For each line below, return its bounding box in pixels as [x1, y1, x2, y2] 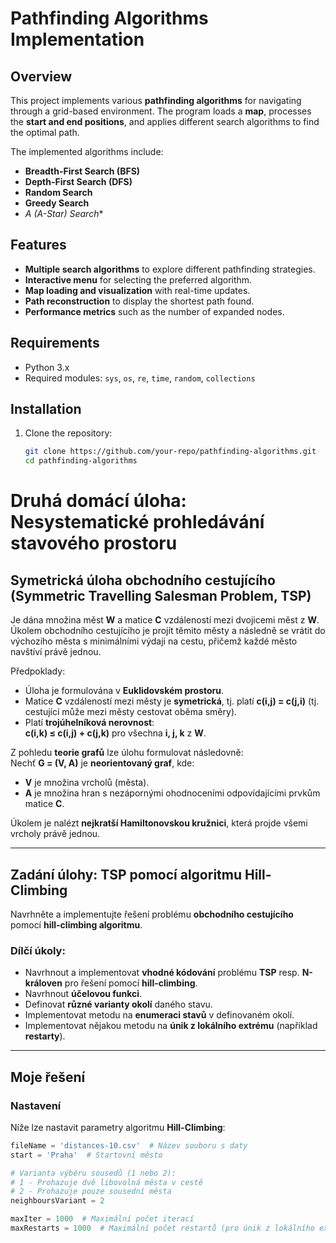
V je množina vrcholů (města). [24, 777, 150, 789]
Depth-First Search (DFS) [24, 176, 133, 187]
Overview [10, 68, 73, 85]
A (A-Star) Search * [24, 208, 104, 219]
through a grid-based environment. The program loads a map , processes [10, 105, 312, 117]
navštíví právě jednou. [10, 646, 102, 658]
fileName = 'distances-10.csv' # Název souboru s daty [10, 1140, 248, 1151]
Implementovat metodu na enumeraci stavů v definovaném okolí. [24, 1009, 295, 1021]
